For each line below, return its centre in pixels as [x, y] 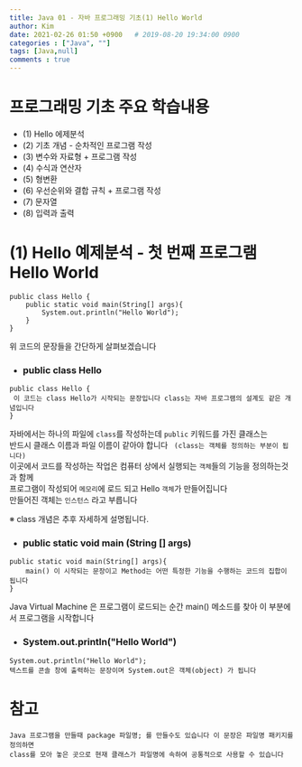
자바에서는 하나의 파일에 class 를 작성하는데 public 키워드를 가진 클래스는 [139, 434]
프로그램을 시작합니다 [56, 618]
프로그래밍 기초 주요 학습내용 [110, 107]
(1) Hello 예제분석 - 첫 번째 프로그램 [133, 253]
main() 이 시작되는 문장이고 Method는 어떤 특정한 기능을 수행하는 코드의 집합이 [156, 571]
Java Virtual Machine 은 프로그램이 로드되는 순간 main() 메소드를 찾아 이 [138, 607]
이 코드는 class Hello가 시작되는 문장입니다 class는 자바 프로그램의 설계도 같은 [147, 398]
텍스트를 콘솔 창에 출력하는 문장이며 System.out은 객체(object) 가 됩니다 [133, 670]
